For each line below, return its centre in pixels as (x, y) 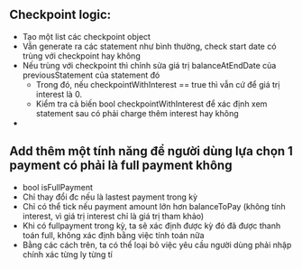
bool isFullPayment (57, 187)
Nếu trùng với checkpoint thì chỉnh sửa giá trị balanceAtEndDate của (149, 65)
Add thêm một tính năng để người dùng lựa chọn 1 (151, 151)
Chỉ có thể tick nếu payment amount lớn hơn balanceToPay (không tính (154, 206)
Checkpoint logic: (60, 15)
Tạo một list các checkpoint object (87, 36)
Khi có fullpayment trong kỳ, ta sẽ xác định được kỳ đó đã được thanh (151, 226)
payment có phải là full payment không (121, 166)
